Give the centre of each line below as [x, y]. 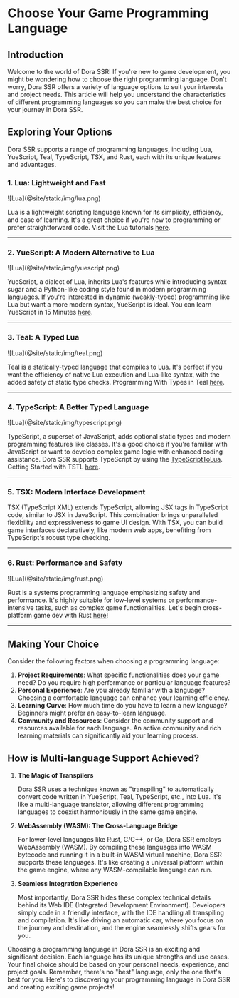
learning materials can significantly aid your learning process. [108, 735]
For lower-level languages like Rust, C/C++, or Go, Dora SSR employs [119, 840]
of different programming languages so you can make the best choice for [115, 102]
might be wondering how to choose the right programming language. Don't [117, 79]
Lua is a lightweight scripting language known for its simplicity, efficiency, [115, 213]
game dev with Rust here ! [71, 615]
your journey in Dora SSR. [45, 110]
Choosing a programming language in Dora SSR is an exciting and [104, 949]
